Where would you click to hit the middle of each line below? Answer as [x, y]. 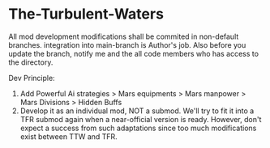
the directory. [31, 62]
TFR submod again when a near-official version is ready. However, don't [141, 119]
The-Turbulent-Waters [86, 14]
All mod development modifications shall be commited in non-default [124, 36]
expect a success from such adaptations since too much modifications [138, 128]
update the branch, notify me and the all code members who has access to [134, 53]
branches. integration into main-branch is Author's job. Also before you [127, 44]
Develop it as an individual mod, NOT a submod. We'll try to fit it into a [137, 111]
